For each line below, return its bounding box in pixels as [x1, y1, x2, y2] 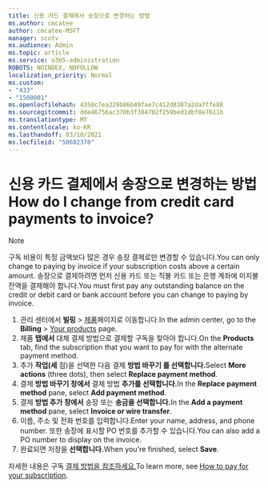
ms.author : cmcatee [8, 19, 74, 27]
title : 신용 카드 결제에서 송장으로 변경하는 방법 [8, 11, 150, 20]
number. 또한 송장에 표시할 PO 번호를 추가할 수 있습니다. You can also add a [19, 426, 260, 436]
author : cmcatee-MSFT [8, 26, 81, 34]
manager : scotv [8, 34, 59, 42]
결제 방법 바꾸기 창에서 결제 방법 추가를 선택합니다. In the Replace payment [19, 379, 258, 389]
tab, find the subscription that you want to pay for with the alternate [19, 342, 243, 352]
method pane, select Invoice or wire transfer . [19, 406, 172, 416]
